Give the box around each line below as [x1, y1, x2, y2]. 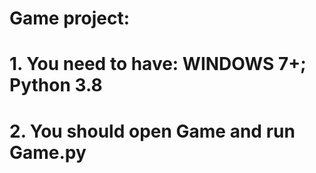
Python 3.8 [9, 74, 103, 97]
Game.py [9, 141, 87, 164]
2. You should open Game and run [9, 120, 296, 142]
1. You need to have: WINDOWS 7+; [9, 53, 307, 76]
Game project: [9, 7, 131, 30]
